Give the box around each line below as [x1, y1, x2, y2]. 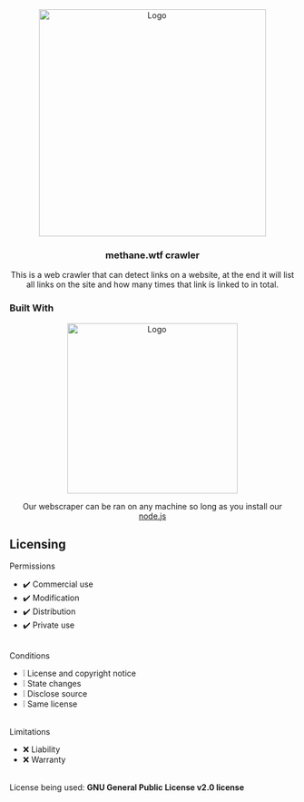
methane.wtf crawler [105, 249, 200, 262]
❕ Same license [22, 698, 78, 709]
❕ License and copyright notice [22, 668, 136, 679]
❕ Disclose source [22, 688, 88, 699]
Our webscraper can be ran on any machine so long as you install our [22, 500, 283, 511]
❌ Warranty [22, 754, 66, 766]
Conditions [9, 650, 50, 661]
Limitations [9, 727, 51, 738]
